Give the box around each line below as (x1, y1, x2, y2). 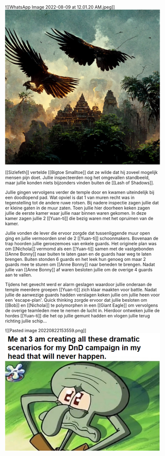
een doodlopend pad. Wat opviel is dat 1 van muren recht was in (5, 195, 135, 200)
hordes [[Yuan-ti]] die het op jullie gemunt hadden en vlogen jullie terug (5, 313, 150, 318)
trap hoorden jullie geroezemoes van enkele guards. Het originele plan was (5, 241, 157, 246)
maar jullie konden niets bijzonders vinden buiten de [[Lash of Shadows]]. (5, 180, 154, 186)
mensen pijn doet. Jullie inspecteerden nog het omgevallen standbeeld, (5, 174, 150, 180)
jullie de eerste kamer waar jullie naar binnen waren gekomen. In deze (5, 210, 146, 216)
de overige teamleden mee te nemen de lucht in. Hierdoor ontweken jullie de (5, 308, 160, 313)
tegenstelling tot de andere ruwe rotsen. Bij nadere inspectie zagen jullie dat (5, 200, 159, 205)
